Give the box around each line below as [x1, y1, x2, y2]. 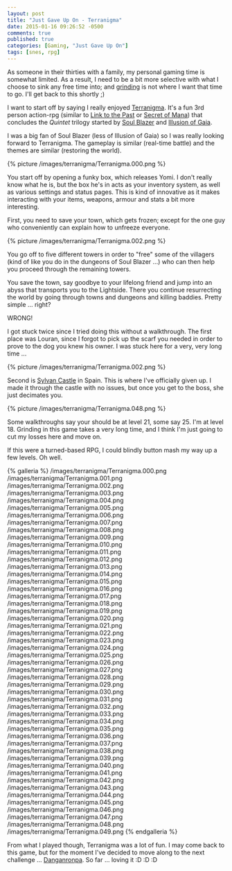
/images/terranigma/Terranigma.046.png [7, 805, 124, 813]
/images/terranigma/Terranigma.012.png [7, 555, 123, 563]
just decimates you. [7, 391, 64, 399]
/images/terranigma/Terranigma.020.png [7, 614, 124, 622]
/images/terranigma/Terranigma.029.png [7, 680, 124, 688]
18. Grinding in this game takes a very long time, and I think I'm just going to [7, 425, 223, 433]
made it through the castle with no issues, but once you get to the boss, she [7, 383, 224, 391]
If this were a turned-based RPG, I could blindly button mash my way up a [7, 446, 217, 454]
